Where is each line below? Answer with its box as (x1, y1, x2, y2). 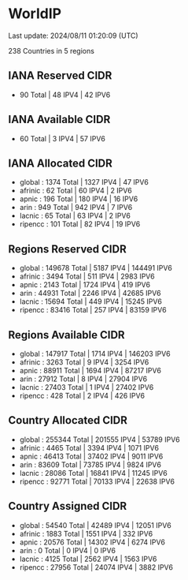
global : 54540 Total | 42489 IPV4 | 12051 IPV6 (19, 520, 171, 529)
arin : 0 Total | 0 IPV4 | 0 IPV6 (19, 545, 116, 555)
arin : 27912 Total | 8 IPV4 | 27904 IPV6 (19, 374, 148, 384)
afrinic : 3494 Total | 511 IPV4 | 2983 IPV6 (19, 271, 155, 281)
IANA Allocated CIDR (8, 156, 112, 170)
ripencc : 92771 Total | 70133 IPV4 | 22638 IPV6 (19, 477, 175, 486)
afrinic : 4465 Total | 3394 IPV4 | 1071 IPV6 (19, 443, 160, 452)
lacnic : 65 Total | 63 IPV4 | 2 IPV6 (19, 211, 131, 221)
